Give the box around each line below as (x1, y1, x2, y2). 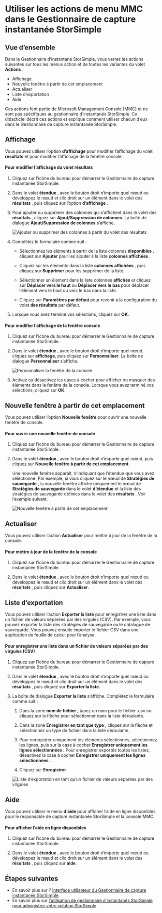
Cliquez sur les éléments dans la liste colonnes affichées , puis (19, 263, 146, 269)
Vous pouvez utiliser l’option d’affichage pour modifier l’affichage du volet (5, 148, 153, 154)
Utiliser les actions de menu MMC (5, 3, 143, 15)
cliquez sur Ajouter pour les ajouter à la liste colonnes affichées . (19, 253, 151, 259)
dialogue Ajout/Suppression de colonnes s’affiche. (12, 220, 115, 226)
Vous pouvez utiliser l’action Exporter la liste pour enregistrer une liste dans (5, 611, 157, 617)
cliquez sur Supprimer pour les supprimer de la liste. (19, 268, 125, 274)
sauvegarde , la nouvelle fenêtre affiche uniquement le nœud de (12, 481, 141, 487)
